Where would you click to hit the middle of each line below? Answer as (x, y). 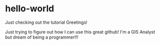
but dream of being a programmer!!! (42, 37)
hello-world (30, 9)
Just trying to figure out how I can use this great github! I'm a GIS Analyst (80, 32)
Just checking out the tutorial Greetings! (46, 22)
